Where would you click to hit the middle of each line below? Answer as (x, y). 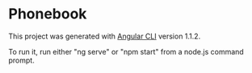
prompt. (21, 60)
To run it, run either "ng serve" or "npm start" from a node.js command (126, 51)
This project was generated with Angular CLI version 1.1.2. (105, 36)
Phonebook (48, 14)
